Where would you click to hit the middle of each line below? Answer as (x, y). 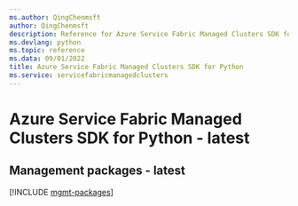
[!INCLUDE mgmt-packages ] (61, 192)
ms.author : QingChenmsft (55, 17)
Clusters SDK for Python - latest (129, 138)
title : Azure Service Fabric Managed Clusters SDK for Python (126, 67)
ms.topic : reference (47, 51)
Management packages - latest (98, 171)
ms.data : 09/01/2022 (47, 59)
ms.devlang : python (45, 42)
